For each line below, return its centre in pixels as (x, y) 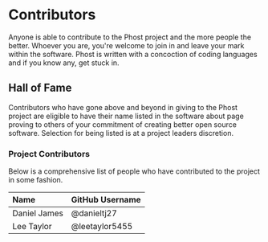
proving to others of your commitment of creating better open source (122, 124)
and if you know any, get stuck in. (64, 63)
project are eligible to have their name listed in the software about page (126, 116)
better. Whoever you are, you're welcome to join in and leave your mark (126, 45)
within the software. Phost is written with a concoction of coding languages (133, 54)
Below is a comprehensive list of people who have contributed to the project (134, 171)
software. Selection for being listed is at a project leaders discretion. (121, 133)
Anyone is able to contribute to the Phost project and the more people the (130, 37)
